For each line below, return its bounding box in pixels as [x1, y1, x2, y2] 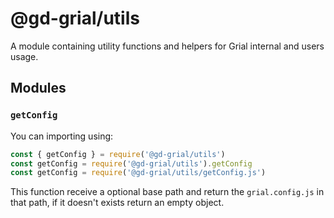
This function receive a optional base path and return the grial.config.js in [10, 186, 325, 198]
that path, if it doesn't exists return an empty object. [10, 197, 225, 209]
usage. [10, 50, 39, 62]
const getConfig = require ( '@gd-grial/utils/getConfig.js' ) [10, 168, 267, 178]
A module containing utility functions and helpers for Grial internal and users [10, 40, 325, 52]
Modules [10, 80, 67, 97]
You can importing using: [10, 130, 114, 142]
